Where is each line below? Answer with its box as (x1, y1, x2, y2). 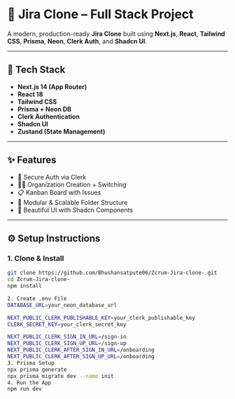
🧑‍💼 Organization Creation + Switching (17, 180, 127, 189)
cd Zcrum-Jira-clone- (7, 276, 71, 283)
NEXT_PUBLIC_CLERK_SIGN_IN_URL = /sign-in (7, 333, 127, 341)
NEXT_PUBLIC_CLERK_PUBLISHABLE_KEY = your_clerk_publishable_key (7, 314, 196, 321)
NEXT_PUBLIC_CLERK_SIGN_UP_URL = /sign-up (7, 340, 127, 347)
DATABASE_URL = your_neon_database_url (7, 302, 117, 309)
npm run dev (7, 386, 42, 393)
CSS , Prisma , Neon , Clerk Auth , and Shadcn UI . (7, 36, 148, 45)
